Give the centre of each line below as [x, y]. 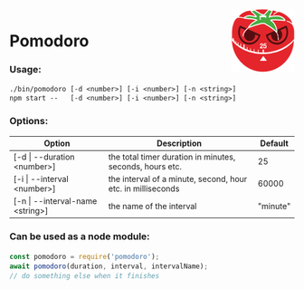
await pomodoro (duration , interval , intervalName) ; [109, 266]
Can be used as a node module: [80, 236]
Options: [29, 121]
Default [275, 143]
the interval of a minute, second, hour [178, 178]
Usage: [26, 70]
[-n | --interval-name [55, 201]
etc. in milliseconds [144, 188]
